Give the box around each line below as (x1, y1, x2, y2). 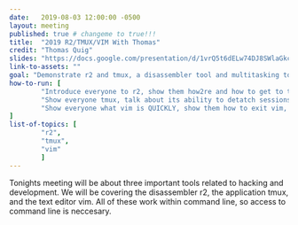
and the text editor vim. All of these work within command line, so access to (9, 196, 286, 206)
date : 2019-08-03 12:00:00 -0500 (9, 12, 141, 22)
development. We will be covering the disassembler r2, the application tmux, (9, 187, 289, 198)
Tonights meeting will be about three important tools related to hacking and (9, 177, 284, 188)
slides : (9, 54, 38, 63)
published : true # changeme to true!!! (9, 29, 157, 38)
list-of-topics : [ (9, 120, 77, 129)
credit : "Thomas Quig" (9, 46, 93, 55)
